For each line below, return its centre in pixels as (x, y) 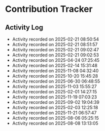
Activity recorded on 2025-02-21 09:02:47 (55, 50)
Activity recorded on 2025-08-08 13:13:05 (55, 123)
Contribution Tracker (49, 9)
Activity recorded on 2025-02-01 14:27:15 (54, 92)
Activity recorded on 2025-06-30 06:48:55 (56, 81)
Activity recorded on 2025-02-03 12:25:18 (55, 108)
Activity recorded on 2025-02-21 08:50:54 (56, 39)
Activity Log (24, 27)
